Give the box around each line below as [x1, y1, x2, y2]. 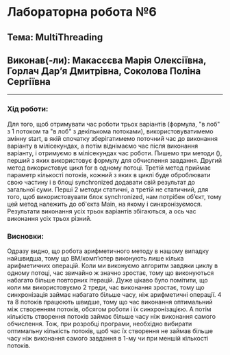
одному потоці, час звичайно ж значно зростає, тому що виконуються [7, 268, 214, 277]
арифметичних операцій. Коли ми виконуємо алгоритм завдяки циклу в [7, 261, 218, 269]
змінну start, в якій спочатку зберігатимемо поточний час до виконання [7, 134, 218, 142]
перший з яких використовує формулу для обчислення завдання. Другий [7, 156, 222, 164]
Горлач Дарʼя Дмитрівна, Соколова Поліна [7, 65, 201, 77]
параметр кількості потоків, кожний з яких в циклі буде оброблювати [7, 170, 211, 179]
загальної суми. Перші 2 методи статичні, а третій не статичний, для [7, 185, 209, 194]
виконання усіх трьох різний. [7, 214, 92, 222]
